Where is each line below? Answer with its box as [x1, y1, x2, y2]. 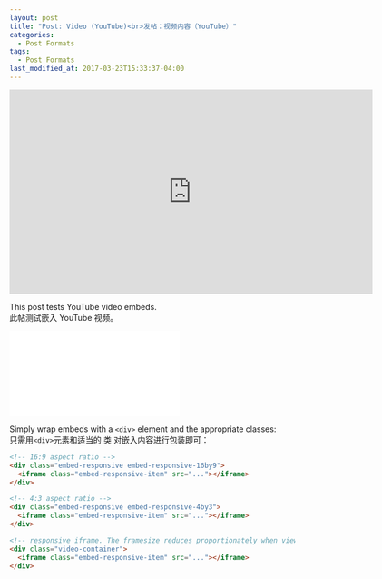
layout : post [9, 13, 59, 23]
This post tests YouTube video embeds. [9, 301, 157, 312]
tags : [9, 47, 30, 56]
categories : [9, 30, 54, 39]
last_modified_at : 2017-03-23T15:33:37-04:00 [9, 65, 184, 74]
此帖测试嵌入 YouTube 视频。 [9, 312, 119, 323]
